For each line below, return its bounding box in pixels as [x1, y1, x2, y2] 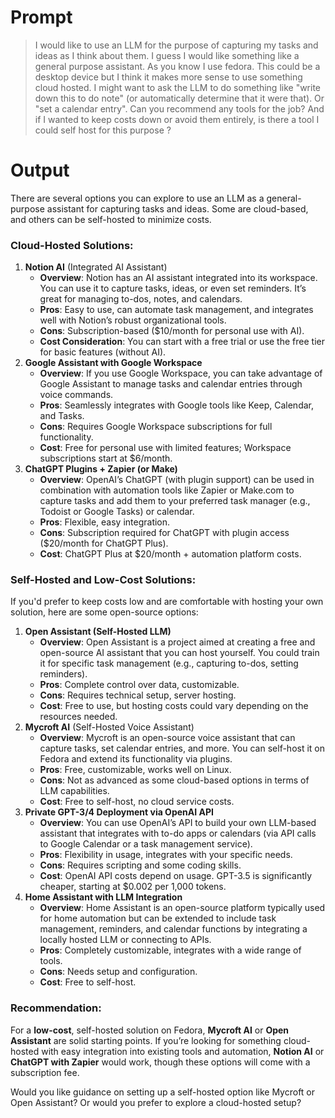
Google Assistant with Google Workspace [24, 357, 203, 369]
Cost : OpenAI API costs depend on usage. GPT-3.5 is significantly [39, 870, 313, 882]
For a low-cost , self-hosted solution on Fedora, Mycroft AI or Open [10, 1024, 290, 1036]
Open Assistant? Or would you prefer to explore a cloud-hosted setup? [10, 1096, 302, 1108]
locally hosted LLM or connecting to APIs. [39, 934, 212, 946]
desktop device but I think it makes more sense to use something [34, 71, 303, 83]
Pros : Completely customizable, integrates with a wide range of [39, 944, 302, 956]
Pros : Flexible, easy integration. [39, 516, 171, 528]
